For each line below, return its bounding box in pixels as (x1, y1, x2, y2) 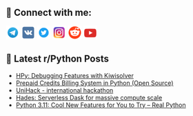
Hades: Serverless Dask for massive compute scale (15, 93, 163, 101)
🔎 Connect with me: (6, 7, 92, 19)
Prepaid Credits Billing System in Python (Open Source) (15, 79, 174, 87)
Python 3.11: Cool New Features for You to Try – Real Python (15, 101, 186, 109)
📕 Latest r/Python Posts (6, 53, 110, 65)
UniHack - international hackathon (15, 86, 114, 94)
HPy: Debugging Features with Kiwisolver (15, 71, 134, 79)
